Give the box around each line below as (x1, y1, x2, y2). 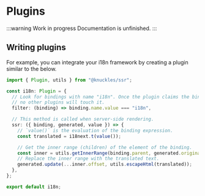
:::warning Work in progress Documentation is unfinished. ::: (6, 24, 157, 32)
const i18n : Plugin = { (6, 88, 67, 94)
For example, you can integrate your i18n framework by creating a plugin (6, 58, 189, 66)
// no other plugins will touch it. (12, 99, 105, 105)
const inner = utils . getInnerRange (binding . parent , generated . (17, 150, 182, 156)
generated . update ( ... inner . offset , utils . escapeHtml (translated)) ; (17, 161, 192, 168)
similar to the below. (6, 65, 57, 72)
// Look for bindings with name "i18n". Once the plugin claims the (12, 94, 190, 100)
